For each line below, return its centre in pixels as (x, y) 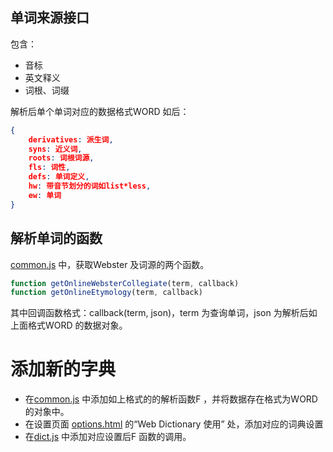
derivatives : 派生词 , (71, 139)
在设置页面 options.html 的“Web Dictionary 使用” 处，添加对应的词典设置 (174, 424)
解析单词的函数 (56, 238)
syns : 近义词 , (55, 149)
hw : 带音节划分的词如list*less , (90, 186)
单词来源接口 (50, 18)
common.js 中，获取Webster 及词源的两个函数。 (110, 264)
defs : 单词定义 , (59, 177)
